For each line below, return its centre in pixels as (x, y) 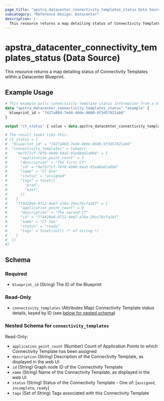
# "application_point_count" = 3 (44, 158)
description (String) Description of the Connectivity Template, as (78, 356)
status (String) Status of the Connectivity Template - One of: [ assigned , (84, 382)
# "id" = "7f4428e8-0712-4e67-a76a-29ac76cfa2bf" (62, 217)
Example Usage (29, 92)
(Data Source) (92, 58)
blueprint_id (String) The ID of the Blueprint (57, 284)
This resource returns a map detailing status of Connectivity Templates (76, 72)
